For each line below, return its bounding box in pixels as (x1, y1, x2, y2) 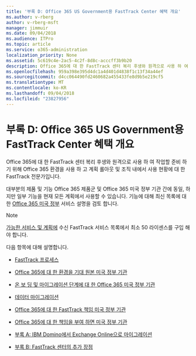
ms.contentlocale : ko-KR (6, 85, 67, 91)
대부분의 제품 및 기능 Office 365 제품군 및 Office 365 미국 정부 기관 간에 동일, (6, 185, 184, 192)
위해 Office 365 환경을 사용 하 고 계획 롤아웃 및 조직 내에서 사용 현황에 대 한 (12, 165, 185, 172)
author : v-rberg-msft (6, 19, 59, 25)
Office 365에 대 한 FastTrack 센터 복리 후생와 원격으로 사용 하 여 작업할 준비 (6, 158, 181, 165)
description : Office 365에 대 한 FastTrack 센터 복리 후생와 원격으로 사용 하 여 (6, 63, 188, 69)
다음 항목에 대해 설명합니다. (6, 243, 69, 250)
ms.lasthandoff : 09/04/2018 (6, 90, 75, 96)
